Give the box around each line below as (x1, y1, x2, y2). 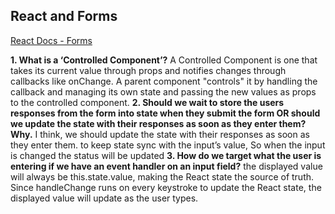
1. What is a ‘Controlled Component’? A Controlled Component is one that (10, 54, 318, 66)
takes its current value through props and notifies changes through (10, 64, 287, 76)
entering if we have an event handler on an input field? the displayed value (10, 160, 323, 172)
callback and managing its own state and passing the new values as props (10, 85, 317, 98)
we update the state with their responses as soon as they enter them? (10, 117, 307, 129)
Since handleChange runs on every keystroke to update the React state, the (10, 181, 322, 193)
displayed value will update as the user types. (10, 192, 199, 204)
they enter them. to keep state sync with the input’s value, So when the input (10, 139, 326, 151)
